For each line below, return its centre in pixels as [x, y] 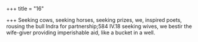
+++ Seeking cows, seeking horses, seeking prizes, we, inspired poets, [94, 20]
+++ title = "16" [25, 9]
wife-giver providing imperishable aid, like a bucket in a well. [81, 33]
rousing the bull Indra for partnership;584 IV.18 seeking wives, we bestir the [99, 26]
